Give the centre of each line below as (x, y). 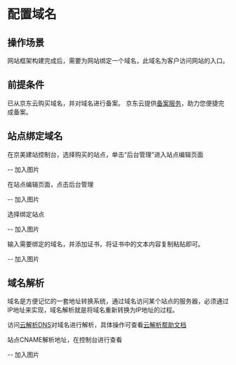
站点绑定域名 (35, 137)
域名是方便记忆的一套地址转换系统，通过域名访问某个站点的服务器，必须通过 (118, 301)
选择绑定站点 (26, 214)
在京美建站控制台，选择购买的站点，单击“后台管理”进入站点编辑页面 (105, 154)
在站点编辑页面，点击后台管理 (50, 184)
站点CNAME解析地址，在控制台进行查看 (65, 340)
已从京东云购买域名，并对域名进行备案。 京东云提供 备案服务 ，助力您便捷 (113, 103)
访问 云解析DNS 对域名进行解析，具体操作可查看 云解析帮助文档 (97, 325)
